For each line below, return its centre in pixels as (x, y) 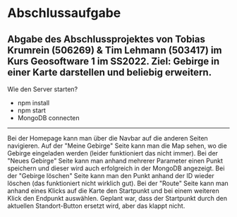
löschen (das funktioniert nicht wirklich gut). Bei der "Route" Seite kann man (118, 183)
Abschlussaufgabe (64, 13)
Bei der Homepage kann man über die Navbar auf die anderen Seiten (108, 138)
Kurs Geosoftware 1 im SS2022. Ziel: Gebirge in (114, 61)
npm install (34, 103)
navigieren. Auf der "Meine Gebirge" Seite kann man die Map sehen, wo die (117, 146)
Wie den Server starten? (43, 89)
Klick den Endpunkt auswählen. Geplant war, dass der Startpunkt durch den (117, 198)
